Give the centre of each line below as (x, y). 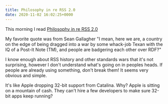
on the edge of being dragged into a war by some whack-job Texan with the (84, 44)
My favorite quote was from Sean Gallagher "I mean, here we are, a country (84, 39)
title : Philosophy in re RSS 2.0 (40, 10)
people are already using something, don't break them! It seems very (77, 70)
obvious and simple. (26, 75)
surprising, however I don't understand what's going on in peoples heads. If (84, 65)
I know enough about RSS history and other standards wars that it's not (79, 59)
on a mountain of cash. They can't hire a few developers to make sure (78, 90)
